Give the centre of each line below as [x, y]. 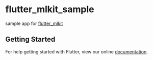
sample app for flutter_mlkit [34, 23]
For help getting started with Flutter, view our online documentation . [76, 51]
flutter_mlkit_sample [50, 9]
